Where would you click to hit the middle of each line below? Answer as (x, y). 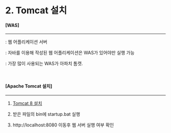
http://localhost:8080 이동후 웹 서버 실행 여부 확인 (63, 125)
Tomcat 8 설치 (27, 103)
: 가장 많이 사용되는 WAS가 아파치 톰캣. (44, 64)
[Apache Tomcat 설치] (29, 86)
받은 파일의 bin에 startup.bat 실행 (46, 114)
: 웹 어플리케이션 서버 (26, 42)
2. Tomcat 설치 (36, 10)
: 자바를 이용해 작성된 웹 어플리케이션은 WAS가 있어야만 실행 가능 (70, 53)
